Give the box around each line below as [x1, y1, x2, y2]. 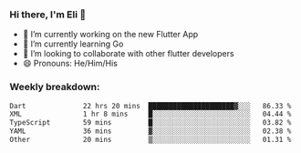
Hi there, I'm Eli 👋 [9, 8, 87, 21]
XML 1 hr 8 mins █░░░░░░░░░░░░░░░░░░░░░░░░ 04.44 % [9, 109, 292, 119]
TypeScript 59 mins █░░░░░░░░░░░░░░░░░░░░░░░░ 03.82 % [9, 118, 292, 127]
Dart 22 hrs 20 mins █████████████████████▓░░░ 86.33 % [9, 101, 292, 110]
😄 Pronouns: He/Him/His [22, 58, 119, 69]
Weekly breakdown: [9, 81, 100, 94]
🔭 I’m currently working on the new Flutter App [22, 29, 199, 40]
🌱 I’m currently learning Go [22, 38, 124, 49]
